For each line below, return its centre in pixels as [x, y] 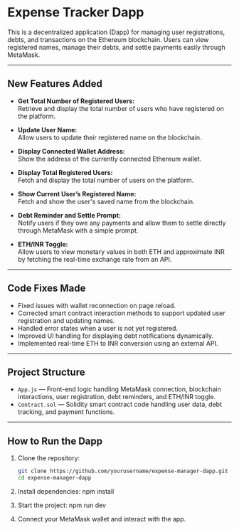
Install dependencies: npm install [66, 491]
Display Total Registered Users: [65, 172]
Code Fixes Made [47, 288]
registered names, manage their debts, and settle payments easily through [116, 47]
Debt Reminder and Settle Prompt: [69, 215]
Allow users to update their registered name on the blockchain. [110, 137]
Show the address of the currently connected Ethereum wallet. [110, 159]
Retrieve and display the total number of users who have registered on [121, 108]
